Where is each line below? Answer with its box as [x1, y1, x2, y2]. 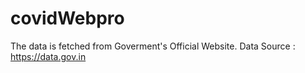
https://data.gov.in [10, 50, 87, 62]
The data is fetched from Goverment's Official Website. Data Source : [10, 40, 296, 52]
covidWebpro [10, 7, 125, 30]
